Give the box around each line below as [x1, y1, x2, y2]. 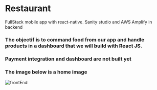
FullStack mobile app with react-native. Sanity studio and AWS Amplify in [5, 19, 153, 25]
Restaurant [5, 3, 51, 14]
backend [5, 24, 23, 30]
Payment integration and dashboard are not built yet [5, 55, 132, 62]
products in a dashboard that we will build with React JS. [5, 42, 143, 49]
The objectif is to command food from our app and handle [5, 36, 145, 43]
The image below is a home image [5, 69, 88, 75]
